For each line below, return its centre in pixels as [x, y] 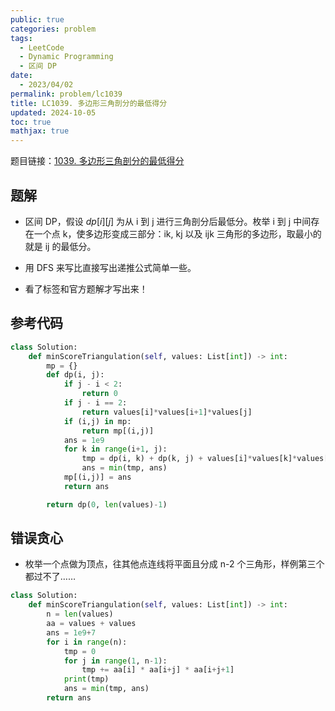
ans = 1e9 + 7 [71, 632]
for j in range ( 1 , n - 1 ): [115, 661]
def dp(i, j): [75, 375]
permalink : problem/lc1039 [66, 94]
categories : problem [53, 29]
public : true [37, 19]
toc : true [31, 122]
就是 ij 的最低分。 [60, 246]
